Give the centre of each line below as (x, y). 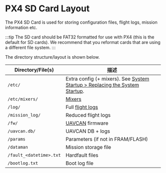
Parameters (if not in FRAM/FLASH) (107, 139)
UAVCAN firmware (87, 123)
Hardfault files (82, 155)
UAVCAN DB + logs (88, 131)
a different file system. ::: (30, 47)
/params (17, 139)
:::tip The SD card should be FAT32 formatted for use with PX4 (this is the (80, 37)
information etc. (21, 27)
